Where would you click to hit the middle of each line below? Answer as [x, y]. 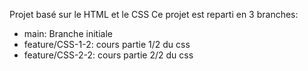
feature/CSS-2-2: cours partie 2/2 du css [108, 55]
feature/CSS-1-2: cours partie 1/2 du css [107, 44]
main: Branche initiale [68, 33]
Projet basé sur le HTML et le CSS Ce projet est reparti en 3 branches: [154, 14]
